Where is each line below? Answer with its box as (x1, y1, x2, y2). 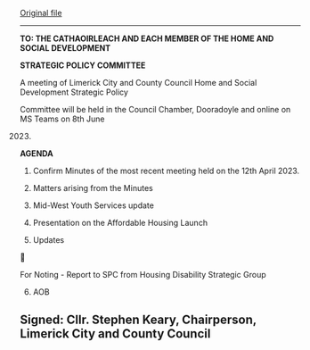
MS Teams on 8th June (20, 113, 106, 124)
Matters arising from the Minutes (32, 183, 153, 193)
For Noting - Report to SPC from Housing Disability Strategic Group (20, 270, 266, 279)
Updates (32, 235, 65, 245)
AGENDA (20, 148, 53, 159)
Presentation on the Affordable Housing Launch (32, 218, 208, 228)
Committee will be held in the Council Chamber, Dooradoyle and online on (20, 104, 291, 114)
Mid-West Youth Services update (32, 200, 155, 211)
